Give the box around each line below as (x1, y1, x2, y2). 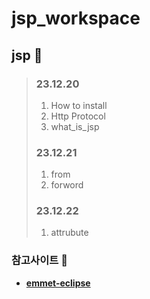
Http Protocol (50, 110, 106, 122)
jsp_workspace (11, 7, 141, 30)
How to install (50, 99, 108, 111)
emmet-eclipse (25, 277, 91, 289)
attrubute (50, 227, 89, 239)
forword (50, 179, 84, 191)
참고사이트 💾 (11, 253, 68, 267)
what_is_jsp (50, 120, 100, 132)
